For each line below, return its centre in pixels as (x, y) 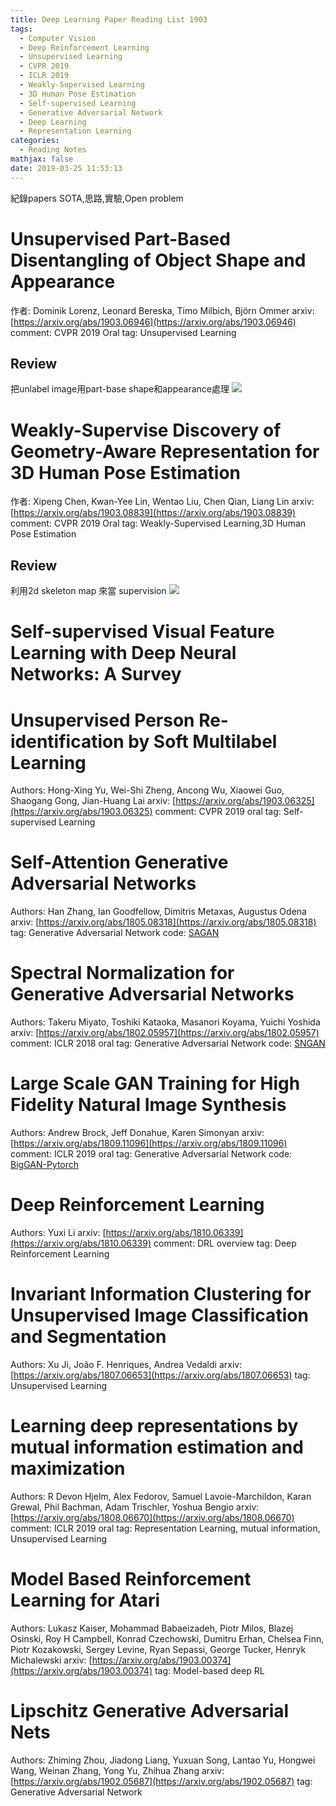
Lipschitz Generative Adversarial (150, 1711)
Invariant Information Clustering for (161, 1294)
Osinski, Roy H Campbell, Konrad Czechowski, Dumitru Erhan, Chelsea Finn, (167, 1638)
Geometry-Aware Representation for (165, 451)
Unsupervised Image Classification (159, 1315)
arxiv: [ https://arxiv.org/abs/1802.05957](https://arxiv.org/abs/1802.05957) (165, 1033)
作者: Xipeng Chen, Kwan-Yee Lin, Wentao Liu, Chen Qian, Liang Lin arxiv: (162, 502)
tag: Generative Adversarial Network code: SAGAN (115, 933)
